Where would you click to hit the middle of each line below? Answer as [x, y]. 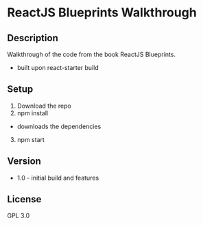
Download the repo [44, 106]
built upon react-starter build [58, 68]
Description [33, 38]
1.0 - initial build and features [58, 178]
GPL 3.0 [19, 216]
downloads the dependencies [59, 126]
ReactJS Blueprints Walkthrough [102, 13]
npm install [33, 113]
